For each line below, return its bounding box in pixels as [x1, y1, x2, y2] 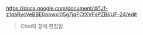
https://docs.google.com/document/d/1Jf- [6, 5, 108, 11]
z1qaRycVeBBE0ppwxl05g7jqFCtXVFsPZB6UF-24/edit [6, 11, 137, 18]
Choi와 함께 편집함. [20, 23, 65, 29]
